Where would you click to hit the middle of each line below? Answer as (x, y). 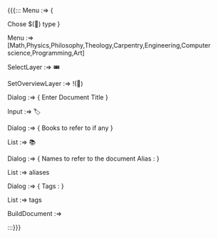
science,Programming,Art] (46, 53)
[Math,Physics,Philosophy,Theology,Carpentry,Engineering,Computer (109, 45)
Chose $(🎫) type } (34, 24)
